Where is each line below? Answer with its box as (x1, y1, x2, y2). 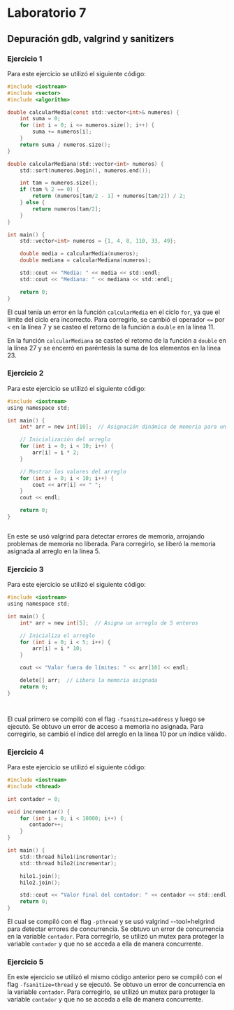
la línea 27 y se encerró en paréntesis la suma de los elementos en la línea (7, 343, 221, 352)
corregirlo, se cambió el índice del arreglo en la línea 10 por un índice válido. (7, 730, 227, 738)
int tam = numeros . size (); (20, 180, 98, 187)
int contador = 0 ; (7, 795, 61, 802)
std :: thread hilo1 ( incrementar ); (20, 853, 117, 860)
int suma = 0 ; (20, 115, 61, 122)
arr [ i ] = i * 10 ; (32, 645, 82, 652)
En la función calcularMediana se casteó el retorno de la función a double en (7, 336, 227, 344)
